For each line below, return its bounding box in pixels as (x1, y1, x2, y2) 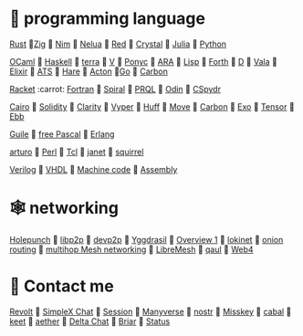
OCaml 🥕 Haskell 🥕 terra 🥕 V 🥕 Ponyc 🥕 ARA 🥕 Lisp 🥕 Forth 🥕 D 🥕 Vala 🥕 (9, 56, 278, 67)
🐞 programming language (9, 8, 205, 29)
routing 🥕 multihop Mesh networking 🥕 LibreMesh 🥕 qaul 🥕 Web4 (9, 244, 254, 255)
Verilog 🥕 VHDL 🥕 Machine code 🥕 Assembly (9, 163, 178, 174)
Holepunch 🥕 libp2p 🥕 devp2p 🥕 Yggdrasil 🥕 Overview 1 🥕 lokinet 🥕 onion (9, 234, 284, 245)
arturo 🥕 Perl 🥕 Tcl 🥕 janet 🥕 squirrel (9, 146, 144, 157)
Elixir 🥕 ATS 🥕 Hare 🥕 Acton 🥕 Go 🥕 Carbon (9, 66, 169, 77)
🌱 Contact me (9, 276, 114, 297)
